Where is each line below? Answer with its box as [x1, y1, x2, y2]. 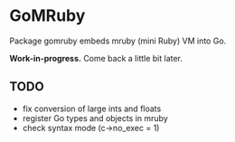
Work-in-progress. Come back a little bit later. [9, 52, 183, 63]
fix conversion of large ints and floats [22, 103, 162, 114]
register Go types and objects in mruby [22, 112, 169, 123]
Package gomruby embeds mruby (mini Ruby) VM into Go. [9, 35, 227, 46]
